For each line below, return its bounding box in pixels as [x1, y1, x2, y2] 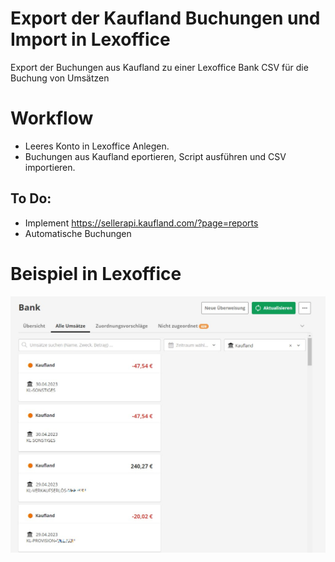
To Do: [10, 190, 52, 207]
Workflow [10, 107, 94, 130]
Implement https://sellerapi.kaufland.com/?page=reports [24, 217, 259, 229]
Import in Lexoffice [10, 28, 171, 51]
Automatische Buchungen [24, 227, 132, 239]
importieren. [24, 161, 76, 173]
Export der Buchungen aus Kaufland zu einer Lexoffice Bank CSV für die [10, 61, 309, 73]
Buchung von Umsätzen [10, 72, 110, 84]
